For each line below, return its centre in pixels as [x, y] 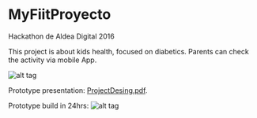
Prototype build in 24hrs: [49, 105]
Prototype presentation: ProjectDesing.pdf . [78, 90]
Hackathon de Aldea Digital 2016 [61, 36]
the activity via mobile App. [53, 60]
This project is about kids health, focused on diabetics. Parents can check [128, 51]
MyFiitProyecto [60, 15]
